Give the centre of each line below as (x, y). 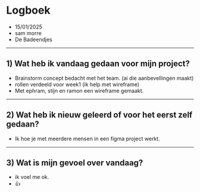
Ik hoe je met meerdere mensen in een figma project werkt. (87, 139)
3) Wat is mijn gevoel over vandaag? (75, 163)
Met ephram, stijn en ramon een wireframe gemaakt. (79, 90)
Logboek (28, 10)
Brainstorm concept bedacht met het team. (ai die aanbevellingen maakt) (104, 78)
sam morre (28, 33)
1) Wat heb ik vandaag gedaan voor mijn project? (98, 64)
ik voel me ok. (32, 177)
